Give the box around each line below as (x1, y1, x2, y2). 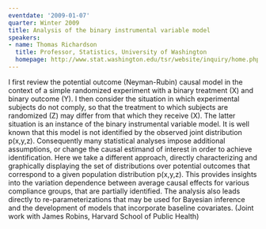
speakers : (8, 33, 41, 42)
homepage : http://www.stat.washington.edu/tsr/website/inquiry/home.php (15, 56, 260, 64)
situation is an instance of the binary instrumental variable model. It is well (8, 119, 249, 129)
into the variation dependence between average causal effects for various (8, 178, 249, 187)
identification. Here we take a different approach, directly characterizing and (8, 152, 257, 162)
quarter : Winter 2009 (8, 19, 80, 27)
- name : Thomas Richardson (8, 41, 97, 49)
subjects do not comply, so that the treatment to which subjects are (8, 102, 228, 111)
